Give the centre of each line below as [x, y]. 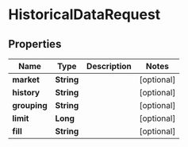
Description [109, 66]
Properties [35, 44]
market [26, 79]
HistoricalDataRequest [84, 15]
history [26, 93]
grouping [30, 105]
